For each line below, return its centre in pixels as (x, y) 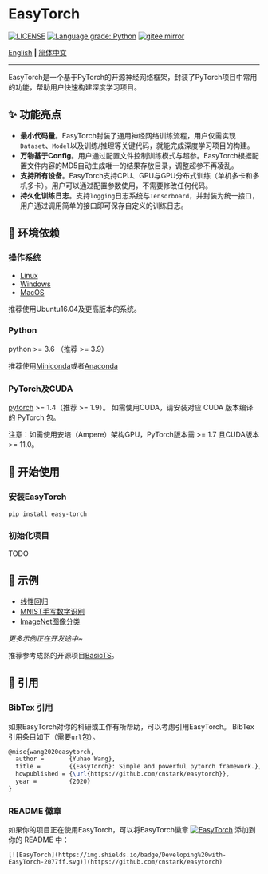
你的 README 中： (39, 840)
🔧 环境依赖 (34, 233)
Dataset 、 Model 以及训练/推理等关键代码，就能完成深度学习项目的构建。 (137, 146)
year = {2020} (53, 782)
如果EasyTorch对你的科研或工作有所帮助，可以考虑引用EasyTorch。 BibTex (131, 726)
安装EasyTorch (37, 497)
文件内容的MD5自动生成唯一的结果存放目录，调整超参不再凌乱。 (132, 166)
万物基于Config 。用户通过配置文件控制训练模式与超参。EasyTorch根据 (136, 155)
